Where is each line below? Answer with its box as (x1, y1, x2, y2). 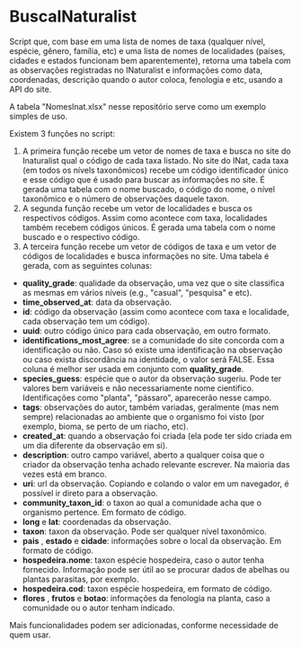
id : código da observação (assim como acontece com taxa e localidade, (22, 306, 289, 316)
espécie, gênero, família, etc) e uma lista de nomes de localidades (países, (9, 45, 286, 56)
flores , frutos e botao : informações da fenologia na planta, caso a (22, 592, 271, 603)
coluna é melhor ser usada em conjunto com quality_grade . (22, 363, 244, 374)
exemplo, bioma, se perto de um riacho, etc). (22, 421, 189, 431)
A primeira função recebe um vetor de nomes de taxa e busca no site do (22, 146, 291, 156)
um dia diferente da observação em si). (22, 440, 168, 450)
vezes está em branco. (22, 468, 108, 479)
